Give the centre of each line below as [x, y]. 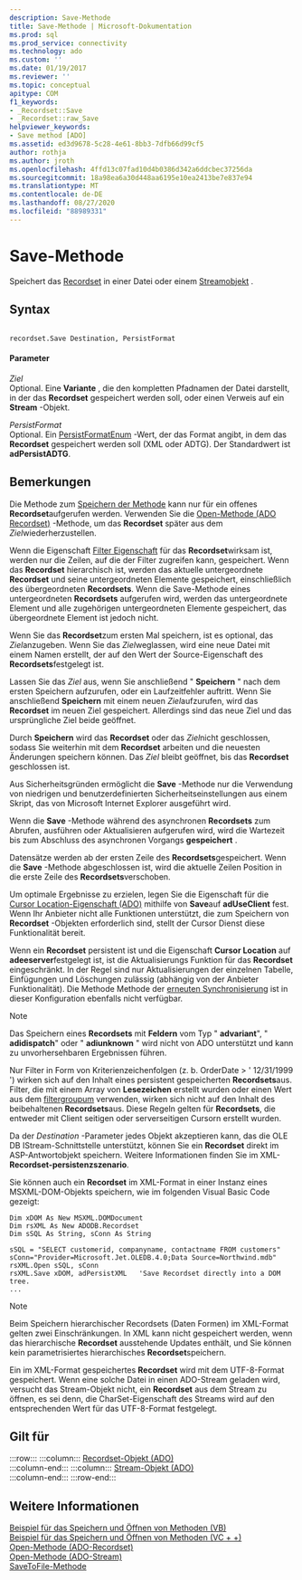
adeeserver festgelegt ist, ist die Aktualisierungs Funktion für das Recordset [151, 959]
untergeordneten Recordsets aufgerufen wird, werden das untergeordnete [148, 598]
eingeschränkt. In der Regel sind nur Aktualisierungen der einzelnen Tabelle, [151, 969]
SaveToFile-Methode [48, 1566]
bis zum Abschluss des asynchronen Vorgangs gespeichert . [123, 840]
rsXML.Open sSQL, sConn [54, 1265]
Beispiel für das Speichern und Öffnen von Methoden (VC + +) [126, 1537]
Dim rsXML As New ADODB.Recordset [75, 1226]
